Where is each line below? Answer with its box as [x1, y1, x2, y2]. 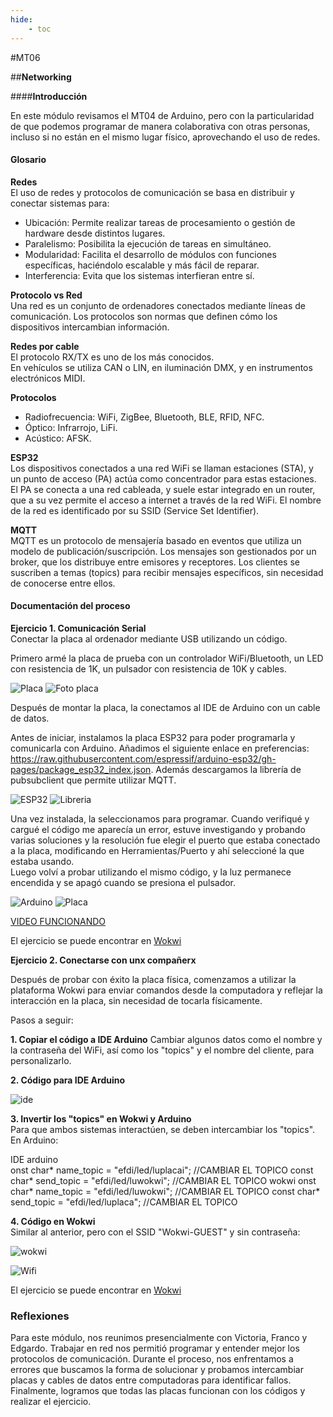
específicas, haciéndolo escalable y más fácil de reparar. [24, 259, 260, 271]
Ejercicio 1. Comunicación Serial [10, 622, 147, 634]
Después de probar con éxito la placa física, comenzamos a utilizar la [10, 973, 297, 985]
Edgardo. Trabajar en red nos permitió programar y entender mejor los [10, 1342, 300, 1355]
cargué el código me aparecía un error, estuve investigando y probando [10, 823, 306, 835]
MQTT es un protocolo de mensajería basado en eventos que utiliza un [10, 534, 302, 546]
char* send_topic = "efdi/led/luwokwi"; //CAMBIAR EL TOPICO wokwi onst [10, 1174, 317, 1186]
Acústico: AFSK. [24, 432, 92, 444]
